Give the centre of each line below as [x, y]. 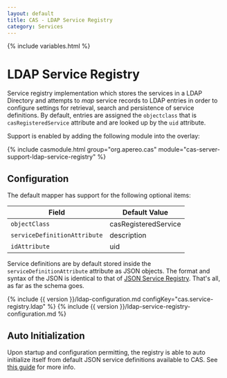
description [128, 235]
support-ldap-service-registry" [52, 157]
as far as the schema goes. [46, 286]
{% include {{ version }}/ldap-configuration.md [74, 299]
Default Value [145, 213]
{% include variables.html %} [49, 46]
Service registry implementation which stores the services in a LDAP [105, 93]
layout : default [30, 13]
